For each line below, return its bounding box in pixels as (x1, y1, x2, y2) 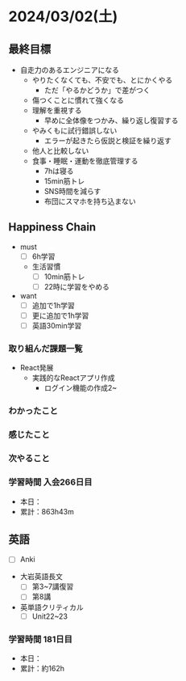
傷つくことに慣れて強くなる (31, 95, 125, 105)
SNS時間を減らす (43, 187, 101, 196)
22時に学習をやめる (43, 281, 110, 291)
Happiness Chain (8, 220, 97, 235)
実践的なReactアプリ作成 (31, 373, 115, 383)
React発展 (19, 363, 54, 373)
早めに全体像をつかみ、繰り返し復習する (43, 116, 179, 125)
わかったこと (8, 405, 59, 417)
